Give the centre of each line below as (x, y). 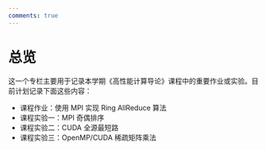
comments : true (33, 15)
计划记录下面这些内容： (53, 90)
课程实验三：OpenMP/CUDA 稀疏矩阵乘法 (88, 137)
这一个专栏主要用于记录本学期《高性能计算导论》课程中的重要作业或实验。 (130, 81)
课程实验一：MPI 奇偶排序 (62, 117)
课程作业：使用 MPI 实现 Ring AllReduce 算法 (93, 107)
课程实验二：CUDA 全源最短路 (69, 127)
